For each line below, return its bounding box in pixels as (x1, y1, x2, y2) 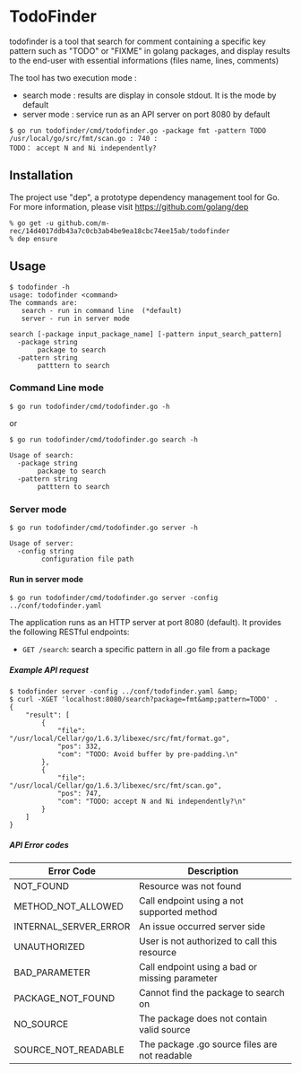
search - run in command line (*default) (21, 306, 182, 315)
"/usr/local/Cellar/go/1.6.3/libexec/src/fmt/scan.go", (9, 781, 222, 790)
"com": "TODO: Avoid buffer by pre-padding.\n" (56, 750, 239, 759)
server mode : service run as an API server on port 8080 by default (21, 109, 271, 119)
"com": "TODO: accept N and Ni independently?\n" (56, 797, 246, 807)
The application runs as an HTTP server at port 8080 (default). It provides (9, 617, 282, 628)
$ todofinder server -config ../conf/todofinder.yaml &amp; (9, 687, 239, 696)
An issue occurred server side (138, 920, 266, 933)
